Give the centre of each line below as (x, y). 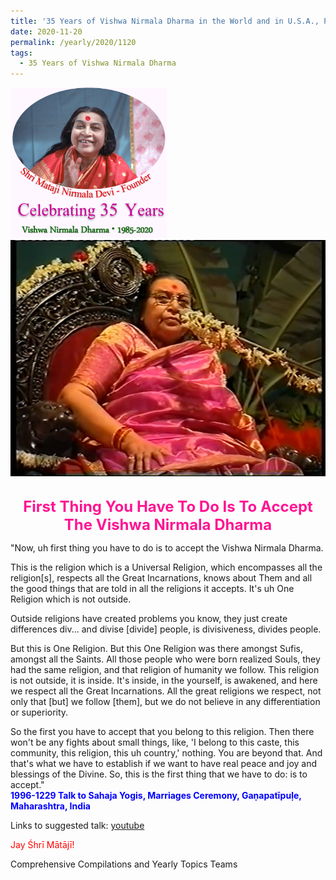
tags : (21, 53)
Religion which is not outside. (71, 599)
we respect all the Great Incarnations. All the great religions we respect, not (166, 691)
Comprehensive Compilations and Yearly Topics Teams (124, 864)
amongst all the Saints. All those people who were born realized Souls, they (165, 659)
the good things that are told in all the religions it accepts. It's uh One (152, 589)
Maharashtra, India (50, 806)
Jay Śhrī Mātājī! (42, 845)
